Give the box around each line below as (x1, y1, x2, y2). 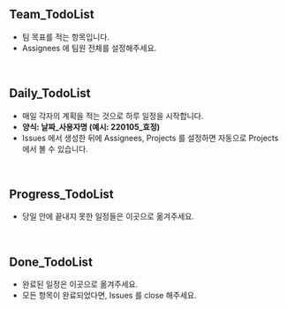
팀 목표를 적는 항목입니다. (21, 31, 110, 42)
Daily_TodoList (9, 86, 91, 101)
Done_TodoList (9, 254, 93, 269)
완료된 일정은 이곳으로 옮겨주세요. (21, 279, 139, 290)
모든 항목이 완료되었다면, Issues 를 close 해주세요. (21, 290, 197, 301)
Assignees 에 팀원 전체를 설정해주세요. (21, 42, 157, 53)
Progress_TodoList (9, 187, 115, 202)
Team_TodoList (9, 7, 94, 22)
